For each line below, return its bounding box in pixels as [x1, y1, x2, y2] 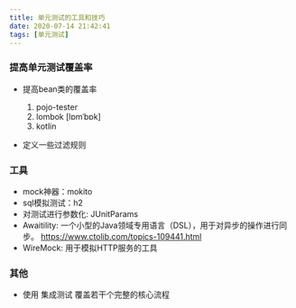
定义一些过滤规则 [22, 139, 87, 149]
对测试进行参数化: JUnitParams [22, 208, 139, 219]
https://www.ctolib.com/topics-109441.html [40, 231, 202, 241]
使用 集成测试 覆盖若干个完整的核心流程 [22, 289, 170, 300]
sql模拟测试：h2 [22, 197, 83, 208]
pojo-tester [35, 101, 79, 113]
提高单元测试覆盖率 [9, 61, 93, 74]
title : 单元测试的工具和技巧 [9, 13, 106, 23]
